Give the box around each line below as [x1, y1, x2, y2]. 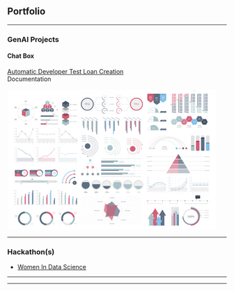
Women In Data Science [17, 263, 87, 271]
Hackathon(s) [7, 247, 55, 257]
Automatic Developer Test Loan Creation [7, 67, 124, 75]
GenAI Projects [7, 34, 59, 44]
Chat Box [7, 52, 35, 60]
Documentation [7, 75, 52, 83]
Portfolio [7, 6, 46, 17]
